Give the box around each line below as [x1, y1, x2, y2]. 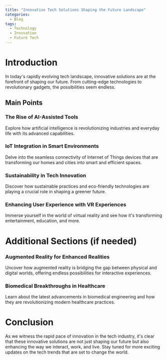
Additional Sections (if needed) [5, 235, 137, 247]
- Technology [9, 26, 37, 31]
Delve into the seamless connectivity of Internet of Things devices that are [5, 154, 159, 160]
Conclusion [5, 316, 54, 328]
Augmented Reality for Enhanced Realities [5, 253, 110, 260]
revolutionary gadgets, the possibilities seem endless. [5, 84, 116, 90]
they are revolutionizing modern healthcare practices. [5, 299, 116, 305]
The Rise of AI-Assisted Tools [5, 114, 79, 121]
